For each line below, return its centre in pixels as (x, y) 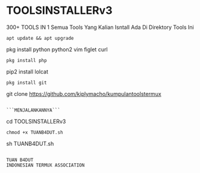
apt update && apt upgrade (40, 38)
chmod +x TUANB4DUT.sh (35, 132)
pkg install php (27, 60)
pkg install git (27, 83)
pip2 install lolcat (27, 71)
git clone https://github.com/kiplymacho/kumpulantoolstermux (84, 93)
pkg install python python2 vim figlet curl (57, 49)
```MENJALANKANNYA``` (33, 110)
